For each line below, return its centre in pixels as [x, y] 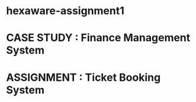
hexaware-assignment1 [65, 11]
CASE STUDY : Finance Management [98, 38]
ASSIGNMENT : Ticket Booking [83, 77]
